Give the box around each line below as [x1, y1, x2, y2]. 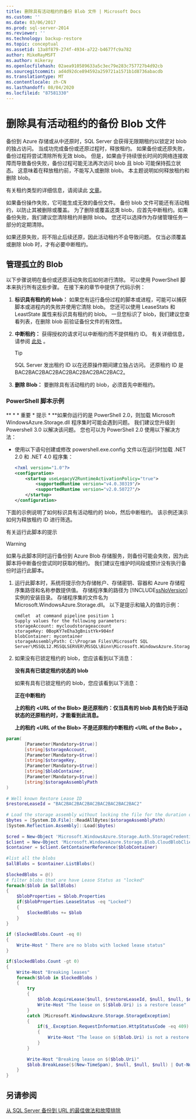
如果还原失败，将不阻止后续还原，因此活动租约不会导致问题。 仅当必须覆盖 [6, 233, 187, 240]
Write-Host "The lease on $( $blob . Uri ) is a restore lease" [37, 1001, 187, 1008]
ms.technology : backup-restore [6, 36, 82, 42]
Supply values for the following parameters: [14, 618, 127, 624]
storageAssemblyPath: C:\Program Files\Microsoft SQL [14, 638, 148, 644]
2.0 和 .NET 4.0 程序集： [14, 453, 73, 460]
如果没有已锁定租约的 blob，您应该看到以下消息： [14, 655, 134, 662]
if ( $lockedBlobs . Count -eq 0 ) [6, 931, 82, 938]
